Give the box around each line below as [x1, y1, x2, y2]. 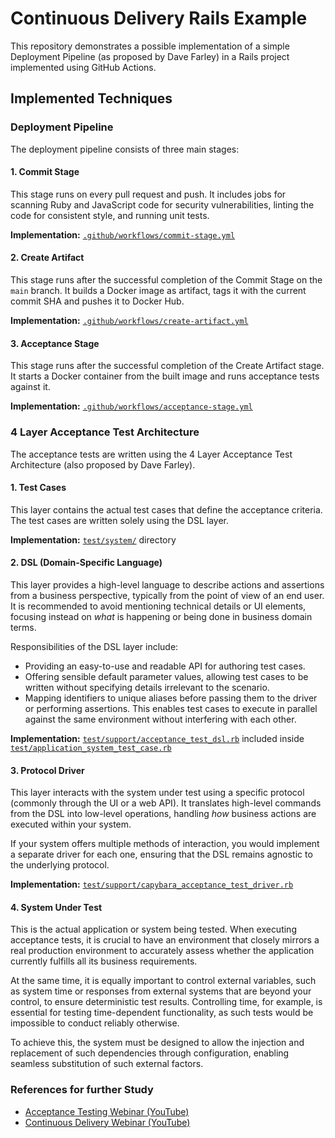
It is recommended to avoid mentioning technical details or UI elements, [10, 600, 307, 612]
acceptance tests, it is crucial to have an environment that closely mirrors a [10, 934, 320, 946]
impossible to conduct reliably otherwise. [10, 1017, 180, 1029]
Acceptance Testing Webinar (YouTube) [24, 1105, 190, 1117]
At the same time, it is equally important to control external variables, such [10, 975, 317, 987]
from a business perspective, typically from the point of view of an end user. [10, 589, 325, 601]
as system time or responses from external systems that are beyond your [10, 985, 312, 997]
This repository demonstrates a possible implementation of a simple [10, 40, 290, 52]
